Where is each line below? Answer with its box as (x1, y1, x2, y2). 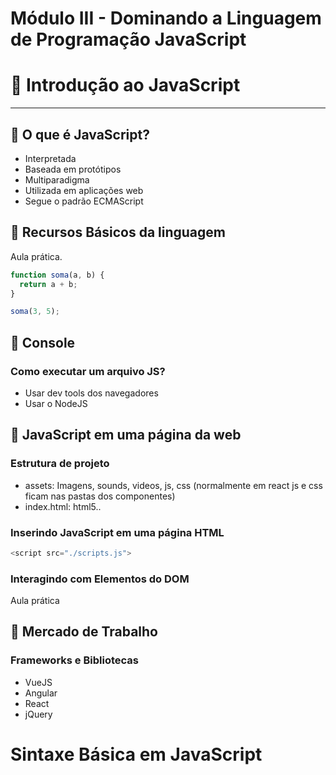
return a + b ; (19, 279, 78, 289)
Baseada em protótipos (24, 163, 122, 175)
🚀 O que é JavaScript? (10, 126, 150, 143)
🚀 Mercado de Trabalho (10, 623, 158, 641)
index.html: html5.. (24, 500, 102, 512)
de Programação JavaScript (10, 28, 247, 51)
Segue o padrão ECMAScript (24, 195, 144, 207)
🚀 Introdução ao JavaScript (10, 74, 241, 97)
